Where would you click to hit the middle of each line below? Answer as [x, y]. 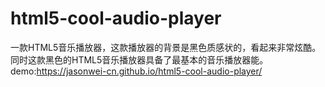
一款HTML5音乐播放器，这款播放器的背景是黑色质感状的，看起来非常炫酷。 [166, 47]
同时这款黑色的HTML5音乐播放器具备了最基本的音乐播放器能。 [139, 59]
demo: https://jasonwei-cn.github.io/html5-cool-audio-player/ [136, 71]
